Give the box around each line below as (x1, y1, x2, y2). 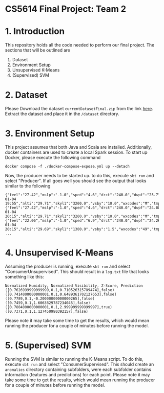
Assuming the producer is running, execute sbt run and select (5, 263, 130, 269)
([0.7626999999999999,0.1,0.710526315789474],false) (5, 287, 115, 292)
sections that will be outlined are (5, 47, 71, 53)
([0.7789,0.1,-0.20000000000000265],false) (5, 296, 95, 301)
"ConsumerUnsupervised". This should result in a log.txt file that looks (5, 268, 149, 275)
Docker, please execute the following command (5, 155, 101, 160)
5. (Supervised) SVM (5, 340, 91, 351)
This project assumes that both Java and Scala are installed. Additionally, (5, 144, 152, 150)
